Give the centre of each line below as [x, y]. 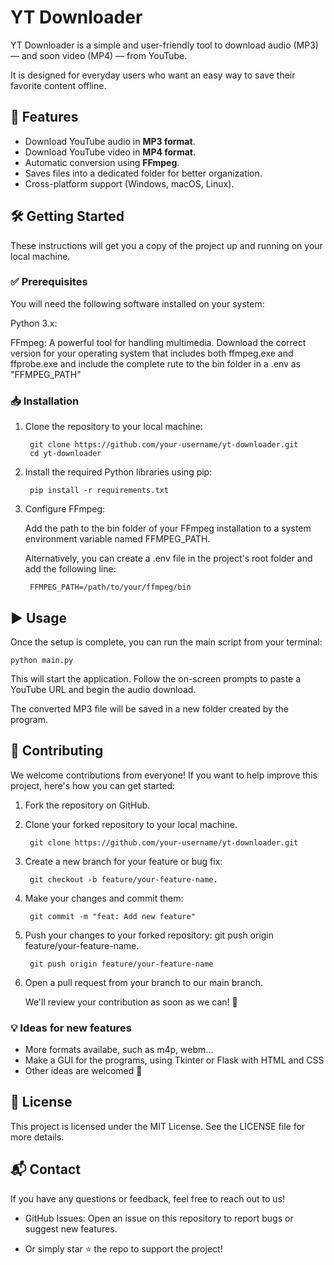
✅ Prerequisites [49, 282]
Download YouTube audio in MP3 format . [110, 141]
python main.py [42, 660]
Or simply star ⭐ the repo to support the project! [123, 1248]
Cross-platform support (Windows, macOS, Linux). [129, 183]
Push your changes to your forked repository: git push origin [149, 935]
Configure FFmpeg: [64, 509]
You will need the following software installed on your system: [137, 303]
